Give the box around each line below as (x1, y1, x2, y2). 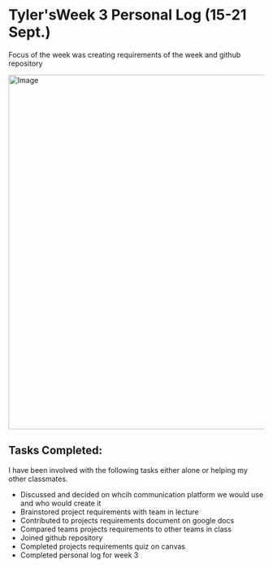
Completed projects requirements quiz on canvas (19, 541, 185, 551)
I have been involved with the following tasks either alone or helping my (8, 465, 248, 475)
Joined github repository (19, 532, 103, 542)
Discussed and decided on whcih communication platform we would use (19, 489, 264, 499)
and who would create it (19, 498, 102, 508)
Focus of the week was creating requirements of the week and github (8, 50, 241, 59)
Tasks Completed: (8, 444, 103, 457)
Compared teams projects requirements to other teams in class (19, 524, 232, 534)
